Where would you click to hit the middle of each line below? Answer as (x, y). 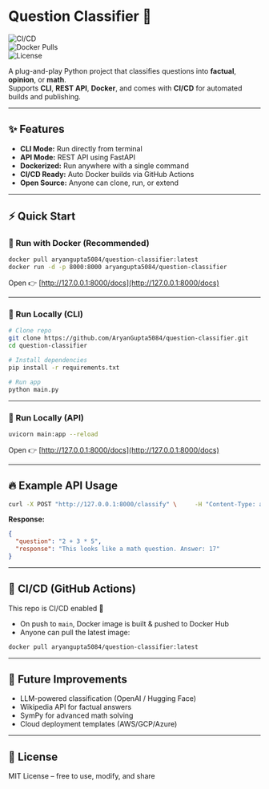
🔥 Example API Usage (63, 486)
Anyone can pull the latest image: (75, 632)
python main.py (34, 389)
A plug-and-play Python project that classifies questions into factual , (122, 70)
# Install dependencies (48, 360)
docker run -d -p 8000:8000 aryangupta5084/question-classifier (118, 268)
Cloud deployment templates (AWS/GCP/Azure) (98, 724)
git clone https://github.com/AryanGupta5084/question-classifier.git (128, 338)
